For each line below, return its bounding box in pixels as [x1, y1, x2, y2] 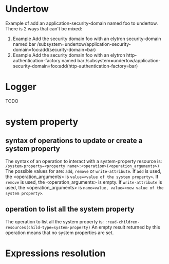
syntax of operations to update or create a [5, 136, 143, 145]
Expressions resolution [5, 248, 106, 259]
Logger [5, 81, 37, 93]
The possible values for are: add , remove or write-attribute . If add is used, [5, 168, 162, 174]
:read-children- [105, 219, 140, 224]
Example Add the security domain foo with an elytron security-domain [12, 36, 161, 42]
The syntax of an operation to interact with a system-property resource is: [5, 158, 162, 164]
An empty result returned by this [91, 224, 160, 230]
